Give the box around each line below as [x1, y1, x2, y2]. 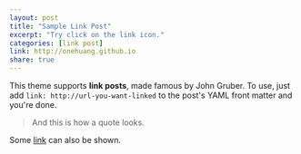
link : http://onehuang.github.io [9, 47, 136, 56]
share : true [9, 55, 55, 64]
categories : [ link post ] [9, 38, 104, 48]
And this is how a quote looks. [31, 117, 145, 128]
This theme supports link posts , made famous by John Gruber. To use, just [9, 81, 291, 91]
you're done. [9, 100, 57, 110]
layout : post [9, 13, 59, 23]
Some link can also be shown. [9, 135, 121, 145]
